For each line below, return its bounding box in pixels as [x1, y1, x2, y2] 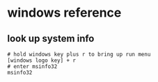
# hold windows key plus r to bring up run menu [7, 51, 151, 58]
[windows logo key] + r [7, 57, 77, 64]
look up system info [7, 33, 95, 44]
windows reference [7, 5, 122, 21]
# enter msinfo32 [7, 63, 58, 70]
